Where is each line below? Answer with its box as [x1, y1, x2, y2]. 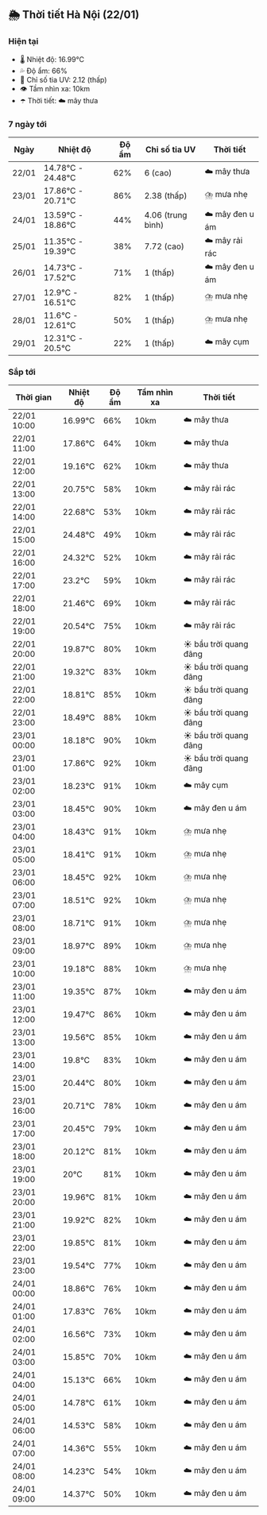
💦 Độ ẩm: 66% [19, 66, 68, 75]
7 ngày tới [8, 118, 48, 129]
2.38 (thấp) [144, 190, 188, 201]
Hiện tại [8, 36, 39, 47]
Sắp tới [8, 366, 36, 377]
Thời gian [15, 392, 52, 403]
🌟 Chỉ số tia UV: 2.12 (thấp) [19, 75, 107, 84]
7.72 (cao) [144, 241, 185, 252]
